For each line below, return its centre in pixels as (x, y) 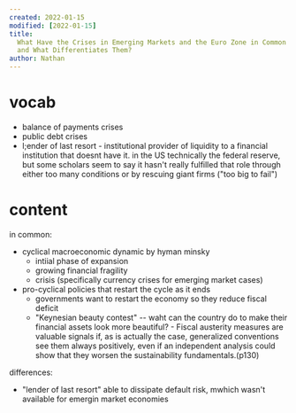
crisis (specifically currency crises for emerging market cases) (149, 279)
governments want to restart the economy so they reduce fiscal (151, 299)
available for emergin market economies (95, 399)
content (38, 210)
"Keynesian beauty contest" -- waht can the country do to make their (161, 317)
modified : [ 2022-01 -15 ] (53, 26)
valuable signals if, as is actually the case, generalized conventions (157, 336)
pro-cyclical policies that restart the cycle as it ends (116, 289)
